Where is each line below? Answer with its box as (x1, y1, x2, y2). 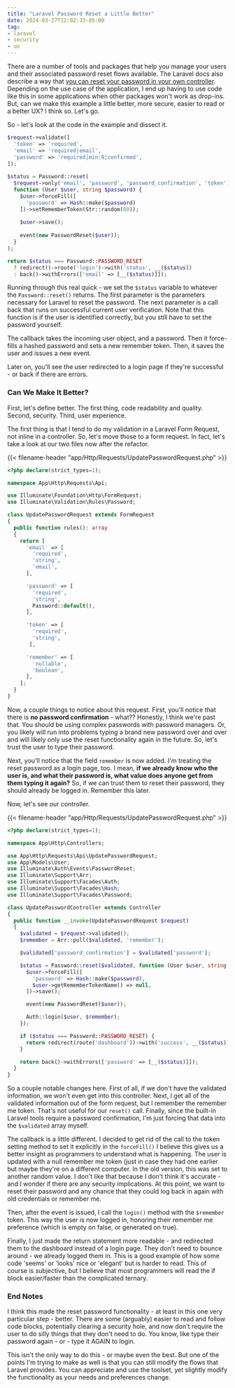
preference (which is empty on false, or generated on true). (7, 1223, 178, 1232)
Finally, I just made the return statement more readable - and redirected (7, 1236, 213, 1246)
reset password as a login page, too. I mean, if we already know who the (7, 763, 218, 772)
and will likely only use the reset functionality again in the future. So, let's (7, 735, 218, 744)
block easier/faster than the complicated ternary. (7, 1274, 148, 1283)
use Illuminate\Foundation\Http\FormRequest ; (7, 492, 142, 499)
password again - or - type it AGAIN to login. (7, 1337, 136, 1346)
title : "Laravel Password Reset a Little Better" (7, 10, 155, 18)
